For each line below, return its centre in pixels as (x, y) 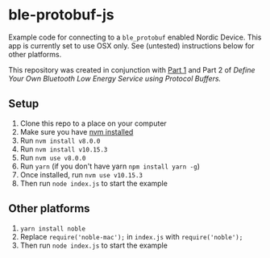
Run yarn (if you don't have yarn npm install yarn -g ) (110, 166)
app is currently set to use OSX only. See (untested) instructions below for (132, 45)
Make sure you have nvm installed (77, 131)
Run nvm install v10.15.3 (64, 149)
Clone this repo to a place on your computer (93, 123)
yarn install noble (53, 229)
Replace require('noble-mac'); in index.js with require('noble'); (131, 236)
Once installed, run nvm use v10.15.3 (81, 174)
